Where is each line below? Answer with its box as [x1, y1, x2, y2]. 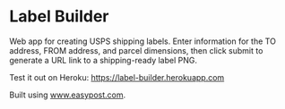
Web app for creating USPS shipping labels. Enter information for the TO [9, 36, 276, 46]
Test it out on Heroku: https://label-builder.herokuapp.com [9, 71, 225, 82]
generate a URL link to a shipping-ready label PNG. [9, 54, 198, 65]
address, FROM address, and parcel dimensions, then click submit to [9, 45, 263, 55]
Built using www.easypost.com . [9, 89, 126, 100]
